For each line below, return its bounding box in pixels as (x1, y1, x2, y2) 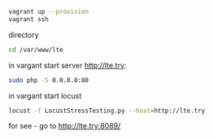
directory (8, 29, 39, 40)
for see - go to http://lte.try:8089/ (8, 121, 121, 131)
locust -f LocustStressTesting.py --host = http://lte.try (8, 106, 206, 115)
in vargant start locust (8, 90, 82, 101)
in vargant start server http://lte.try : (8, 60, 127, 70)
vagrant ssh (8, 15, 49, 24)
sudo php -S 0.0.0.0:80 (8, 76, 89, 85)
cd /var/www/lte (8, 46, 63, 54)
